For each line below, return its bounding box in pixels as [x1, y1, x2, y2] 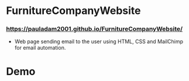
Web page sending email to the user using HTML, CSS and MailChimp [14, 38, 183, 45]
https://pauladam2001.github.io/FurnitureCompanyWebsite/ [6, 25, 183, 33]
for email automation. [14, 44, 66, 51]
